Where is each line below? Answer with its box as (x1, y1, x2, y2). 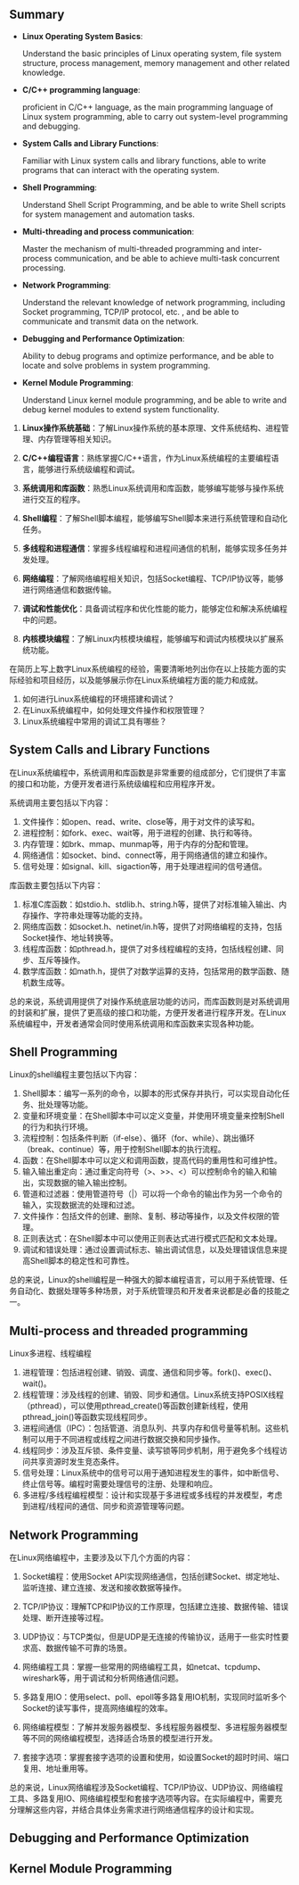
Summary (9, 7, 65, 22)
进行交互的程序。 (21, 494, 85, 504)
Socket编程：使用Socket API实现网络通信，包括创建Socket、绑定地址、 (21, 1571, 285, 1582)
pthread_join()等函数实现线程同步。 (21, 1412, 153, 1423)
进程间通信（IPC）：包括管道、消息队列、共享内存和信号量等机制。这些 (21, 1423, 281, 1433)
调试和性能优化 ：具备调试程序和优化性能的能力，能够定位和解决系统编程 (21, 602, 287, 614)
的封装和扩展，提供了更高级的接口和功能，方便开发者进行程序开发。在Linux (9, 1007, 287, 1017)
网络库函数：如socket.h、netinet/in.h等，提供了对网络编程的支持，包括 (21, 921, 283, 932)
